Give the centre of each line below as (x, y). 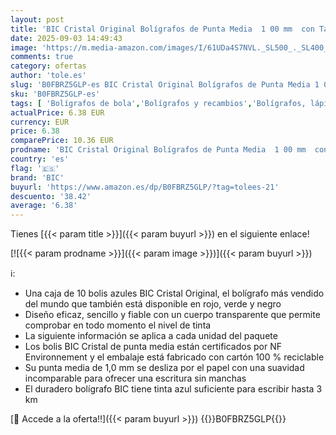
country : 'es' (40, 159)
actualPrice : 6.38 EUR (57, 112)
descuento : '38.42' (51, 196)
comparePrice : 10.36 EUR (62, 141)
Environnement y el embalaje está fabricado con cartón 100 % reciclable (174, 357)
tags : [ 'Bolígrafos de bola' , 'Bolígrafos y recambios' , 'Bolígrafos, (158, 103)
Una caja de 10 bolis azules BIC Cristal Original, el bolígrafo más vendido (174, 293)
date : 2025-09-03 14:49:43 (66, 38)
